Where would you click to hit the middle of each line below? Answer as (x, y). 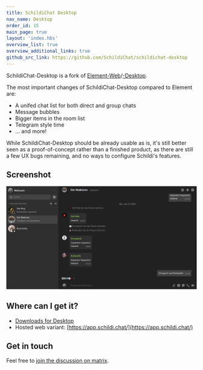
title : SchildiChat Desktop (42, 13)
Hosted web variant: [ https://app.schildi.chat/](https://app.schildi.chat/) (104, 327)
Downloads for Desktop (44, 320)
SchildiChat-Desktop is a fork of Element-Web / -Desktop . (77, 75)
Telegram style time (40, 125)
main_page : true (27, 32)
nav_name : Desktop (29, 19)
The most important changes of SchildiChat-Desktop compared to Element (99, 87)
